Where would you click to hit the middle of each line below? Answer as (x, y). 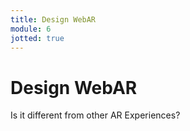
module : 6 (31, 29)
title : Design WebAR (53, 19)
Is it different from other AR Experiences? (95, 115)
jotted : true (37, 38)
